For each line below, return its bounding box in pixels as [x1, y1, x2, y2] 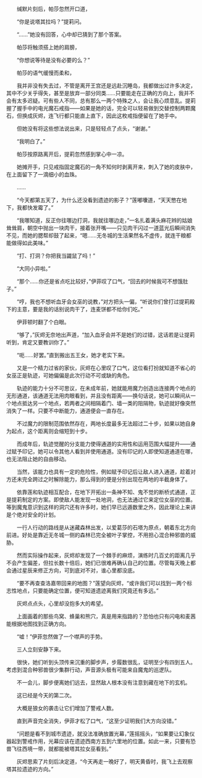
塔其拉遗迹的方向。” [6, 765, 54, 773]
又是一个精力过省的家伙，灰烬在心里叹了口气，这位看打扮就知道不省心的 [16, 364, 196, 372]
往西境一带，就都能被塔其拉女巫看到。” [16, 745, 112, 752]
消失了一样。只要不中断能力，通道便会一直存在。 [6, 407, 127, 414]
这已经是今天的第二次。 [16, 692, 75, 699]
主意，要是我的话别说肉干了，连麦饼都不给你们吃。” [16, 306, 143, 313]
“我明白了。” [16, 138, 46, 145]
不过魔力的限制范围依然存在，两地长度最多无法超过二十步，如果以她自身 [16, 420, 196, 427]
